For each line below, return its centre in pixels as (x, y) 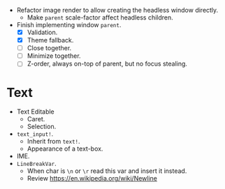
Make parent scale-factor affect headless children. (100, 17)
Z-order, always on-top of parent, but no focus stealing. (107, 64)
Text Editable (36, 112)
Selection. (42, 127)
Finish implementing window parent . (69, 25)
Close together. (49, 48)
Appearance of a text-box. (65, 149)
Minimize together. (54, 56)
